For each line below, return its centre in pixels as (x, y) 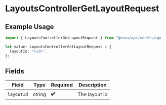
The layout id (92, 94)
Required (62, 85)
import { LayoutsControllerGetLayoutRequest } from (59, 38)
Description (93, 85)
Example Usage (30, 27)
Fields (15, 71)
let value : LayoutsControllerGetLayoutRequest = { (58, 47)
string (40, 94)
